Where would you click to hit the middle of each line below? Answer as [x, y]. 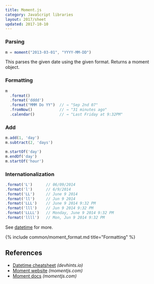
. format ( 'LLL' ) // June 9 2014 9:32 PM [50, 204]
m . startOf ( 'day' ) [23, 152]
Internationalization [30, 174]
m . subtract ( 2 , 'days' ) [29, 143]
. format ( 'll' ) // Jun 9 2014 [40, 199]
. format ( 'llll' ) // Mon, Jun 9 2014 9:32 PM [55, 218]
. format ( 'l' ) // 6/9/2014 [38, 189]
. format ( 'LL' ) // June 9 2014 [42, 194]
